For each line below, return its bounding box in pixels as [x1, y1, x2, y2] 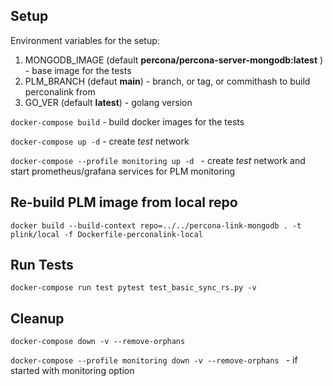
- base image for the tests [24, 64, 132, 76]
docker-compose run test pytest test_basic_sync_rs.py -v [10, 283, 257, 293]
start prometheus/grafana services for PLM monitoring [10, 165, 236, 177]
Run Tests [10, 257, 74, 274]
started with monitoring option [10, 365, 135, 377]
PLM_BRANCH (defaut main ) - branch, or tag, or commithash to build [24, 75, 311, 87]
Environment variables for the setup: [10, 34, 160, 46]
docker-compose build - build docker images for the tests [10, 115, 245, 128]
